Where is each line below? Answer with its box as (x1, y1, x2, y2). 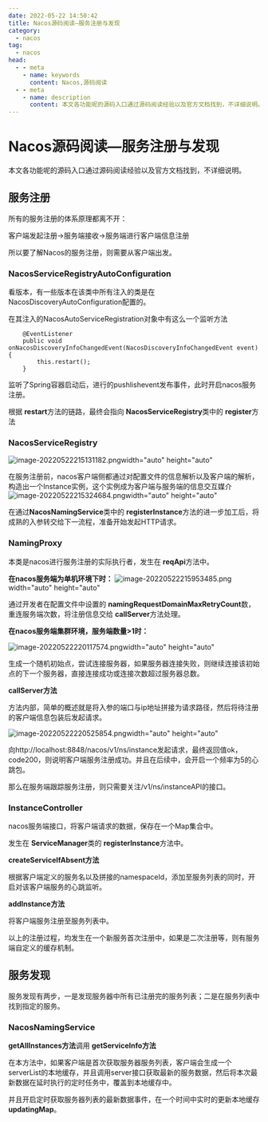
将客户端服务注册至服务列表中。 (8, 916, 113, 926)
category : (8, 26, 41, 34)
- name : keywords (22, 71, 81, 79)
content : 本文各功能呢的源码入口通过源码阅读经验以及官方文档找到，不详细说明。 (29, 101, 264, 109)
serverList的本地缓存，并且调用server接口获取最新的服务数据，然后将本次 (8, 1068, 251, 1077)
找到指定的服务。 (8, 1001, 65, 1010)
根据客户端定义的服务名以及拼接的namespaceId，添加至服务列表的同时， (8, 872, 249, 882)
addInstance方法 (8, 899, 65, 909)
